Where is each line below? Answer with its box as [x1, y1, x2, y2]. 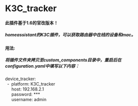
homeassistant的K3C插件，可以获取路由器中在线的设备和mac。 [5, 32, 136, 38]
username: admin [11, 96, 47, 102]
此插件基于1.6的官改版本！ [5, 20, 59, 26]
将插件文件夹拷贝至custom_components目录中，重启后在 [5, 57, 122, 63]
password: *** [11, 91, 40, 97]
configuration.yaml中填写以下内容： [5, 63, 79, 69]
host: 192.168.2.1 [11, 86, 44, 92]
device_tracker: [5, 76, 36, 82]
